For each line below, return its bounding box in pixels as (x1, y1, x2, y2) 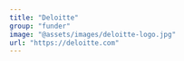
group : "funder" (9, 22, 71, 30)
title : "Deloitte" (9, 13, 79, 22)
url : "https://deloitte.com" (9, 38, 120, 48)
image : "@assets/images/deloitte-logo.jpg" (9, 30, 177, 39)
